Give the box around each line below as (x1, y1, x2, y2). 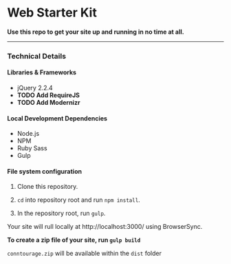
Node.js (16, 130, 40, 138)
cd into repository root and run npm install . (16, 196, 141, 204)
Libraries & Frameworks (7, 68, 77, 77)
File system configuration (7, 167, 82, 175)
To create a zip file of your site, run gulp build (7, 236, 141, 244)
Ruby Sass (16, 144, 47, 152)
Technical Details (7, 51, 67, 61)
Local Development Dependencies (7, 114, 108, 122)
